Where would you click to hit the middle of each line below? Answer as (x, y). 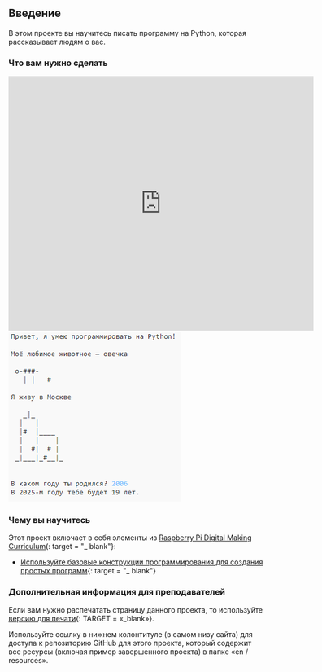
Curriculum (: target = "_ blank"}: (62, 547)
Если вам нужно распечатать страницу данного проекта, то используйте (135, 609)
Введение (35, 13)
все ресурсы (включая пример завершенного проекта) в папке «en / (128, 652)
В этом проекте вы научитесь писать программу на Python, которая (127, 33)
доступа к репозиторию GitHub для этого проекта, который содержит (130, 643)
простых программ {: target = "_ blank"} (88, 571)
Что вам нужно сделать (58, 63)
